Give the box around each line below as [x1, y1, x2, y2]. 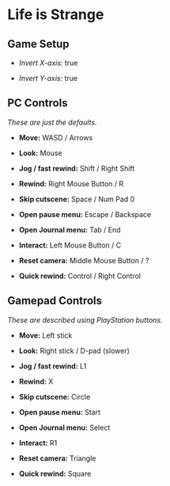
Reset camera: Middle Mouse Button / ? [18, 255, 149, 265]
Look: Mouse [18, 148, 62, 158]
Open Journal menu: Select [18, 423, 111, 432]
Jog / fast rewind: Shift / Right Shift [18, 163, 135, 173]
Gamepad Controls [7, 294, 103, 308]
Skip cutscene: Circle [18, 392, 91, 401]
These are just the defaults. [7, 117, 97, 127]
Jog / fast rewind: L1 [18, 361, 87, 370]
